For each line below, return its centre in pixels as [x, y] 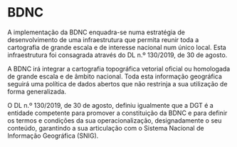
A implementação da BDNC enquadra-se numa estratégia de [96, 32]
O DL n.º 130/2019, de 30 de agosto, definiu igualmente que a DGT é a [110, 105]
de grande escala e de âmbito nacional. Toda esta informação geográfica [115, 76]
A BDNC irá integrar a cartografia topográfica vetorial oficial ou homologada [119, 69]
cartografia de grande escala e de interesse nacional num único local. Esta [117, 47]
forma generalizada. [37, 91]
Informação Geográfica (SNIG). [53, 136]
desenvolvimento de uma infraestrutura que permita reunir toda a [103, 39]
